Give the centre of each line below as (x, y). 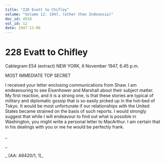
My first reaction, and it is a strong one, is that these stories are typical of (79, 96)
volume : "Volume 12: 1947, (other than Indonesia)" (59, 14)
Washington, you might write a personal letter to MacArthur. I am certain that (83, 122)
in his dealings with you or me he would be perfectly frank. (65, 127)
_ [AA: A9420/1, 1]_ (24, 156)
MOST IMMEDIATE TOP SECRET (38, 76)
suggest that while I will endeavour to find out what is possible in (71, 117)
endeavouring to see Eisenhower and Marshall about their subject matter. (79, 90)
